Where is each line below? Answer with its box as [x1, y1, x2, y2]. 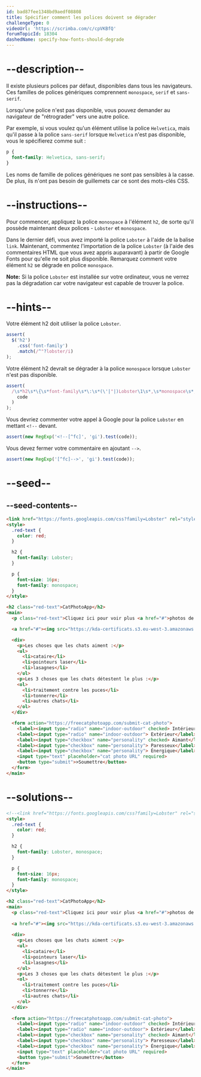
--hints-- [6, 300, 52, 314]
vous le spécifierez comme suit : [6, 137, 86, 144]
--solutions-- [6, 791, 74, 804]
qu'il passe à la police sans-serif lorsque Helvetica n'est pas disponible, [6, 131, 186, 138]
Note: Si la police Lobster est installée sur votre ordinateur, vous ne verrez [6, 273, 190, 280]
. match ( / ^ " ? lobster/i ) [17, 349, 74, 355]
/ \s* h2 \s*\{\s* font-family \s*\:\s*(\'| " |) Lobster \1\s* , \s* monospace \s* [11, 388, 194, 394]
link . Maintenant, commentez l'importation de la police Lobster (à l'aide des [6, 242, 194, 249]
